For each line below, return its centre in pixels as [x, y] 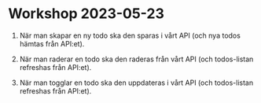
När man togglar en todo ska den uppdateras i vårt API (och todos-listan [136, 83]
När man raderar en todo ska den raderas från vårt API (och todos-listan [136, 59]
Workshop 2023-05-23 [86, 14]
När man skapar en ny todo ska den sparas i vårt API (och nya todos [130, 35]
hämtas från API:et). [52, 43]
